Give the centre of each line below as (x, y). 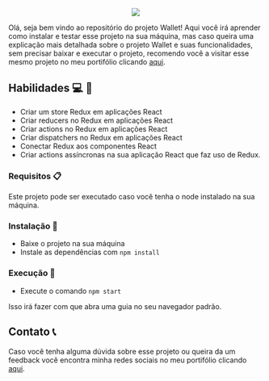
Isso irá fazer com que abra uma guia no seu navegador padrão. (115, 306)
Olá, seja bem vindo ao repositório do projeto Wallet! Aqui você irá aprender (134, 27)
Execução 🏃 (32, 273)
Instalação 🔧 (33, 226)
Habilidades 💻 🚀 (50, 88)
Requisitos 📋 (35, 176)
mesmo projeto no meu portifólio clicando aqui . (87, 62)
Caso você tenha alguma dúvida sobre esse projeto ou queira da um (122, 351)
